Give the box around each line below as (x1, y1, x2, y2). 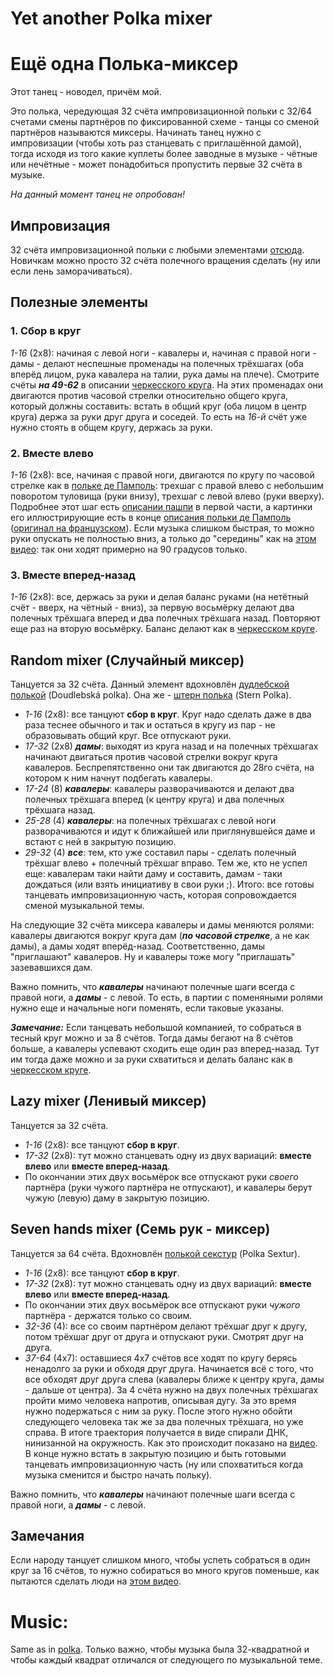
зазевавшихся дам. (10, 962, 93, 974)
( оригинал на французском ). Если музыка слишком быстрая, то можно (10, 522, 315, 534)
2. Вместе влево (10, 446, 94, 460)
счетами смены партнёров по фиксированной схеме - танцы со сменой (10, 116, 320, 128)
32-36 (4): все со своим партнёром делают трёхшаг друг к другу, (24, 1320, 308, 1332)
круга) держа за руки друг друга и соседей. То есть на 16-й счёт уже (10, 410, 308, 422)
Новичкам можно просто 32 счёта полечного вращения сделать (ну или (10, 254, 321, 266)
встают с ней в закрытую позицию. (24, 836, 177, 848)
